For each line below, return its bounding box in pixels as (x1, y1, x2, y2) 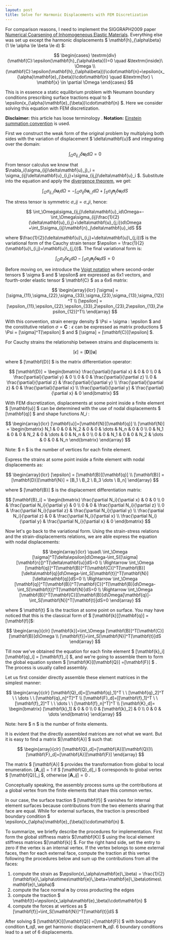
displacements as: (5, 461, 44, 467)
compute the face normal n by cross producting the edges (12, 887, 135, 893)
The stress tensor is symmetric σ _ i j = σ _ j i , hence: (5, 199, 108, 205)
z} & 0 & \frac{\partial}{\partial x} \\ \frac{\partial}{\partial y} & (6, 384, 135, 391)
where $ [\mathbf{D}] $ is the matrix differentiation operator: (5, 358, 132, 364)
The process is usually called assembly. (5, 664, 89, 670)
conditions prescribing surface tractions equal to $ (5, 94, 111, 100)
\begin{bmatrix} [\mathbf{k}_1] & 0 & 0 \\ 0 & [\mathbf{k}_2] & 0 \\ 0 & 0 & (9, 706, 161, 712)
